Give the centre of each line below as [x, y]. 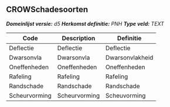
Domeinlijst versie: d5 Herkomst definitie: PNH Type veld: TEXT [85, 23]
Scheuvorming [125, 95]
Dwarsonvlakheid [129, 57]
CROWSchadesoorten [47, 10]
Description [79, 38]
